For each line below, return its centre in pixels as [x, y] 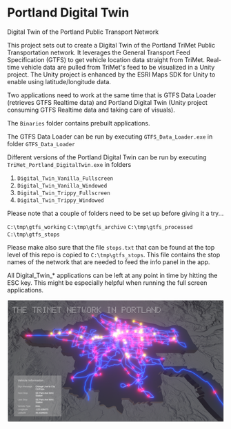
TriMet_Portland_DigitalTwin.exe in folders [69, 164]
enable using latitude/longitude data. [59, 81]
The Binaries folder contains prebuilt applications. [79, 123]
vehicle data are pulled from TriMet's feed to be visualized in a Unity [118, 67]
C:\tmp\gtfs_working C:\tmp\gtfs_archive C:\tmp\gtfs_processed [100, 227]
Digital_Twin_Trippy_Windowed [61, 200]
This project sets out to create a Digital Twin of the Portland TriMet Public [111, 45]
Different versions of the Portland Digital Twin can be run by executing [107, 157]
